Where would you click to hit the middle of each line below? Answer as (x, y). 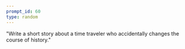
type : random (22, 17)
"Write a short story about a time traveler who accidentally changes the (93, 33)
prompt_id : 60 (24, 11)
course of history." (29, 40)
